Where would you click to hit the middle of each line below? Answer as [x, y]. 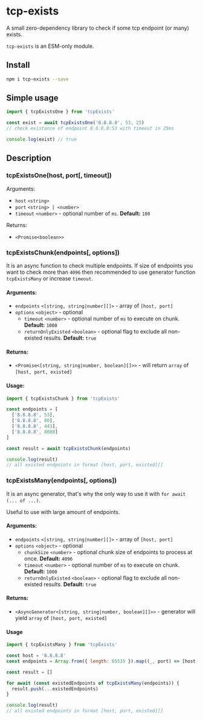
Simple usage [32, 98]
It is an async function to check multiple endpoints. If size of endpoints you [100, 265]
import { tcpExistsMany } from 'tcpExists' [62, 645]
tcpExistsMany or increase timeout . [50, 278]
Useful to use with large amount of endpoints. [63, 512]
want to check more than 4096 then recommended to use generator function [101, 272]
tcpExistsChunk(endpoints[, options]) [63, 253]
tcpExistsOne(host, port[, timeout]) [59, 176]
